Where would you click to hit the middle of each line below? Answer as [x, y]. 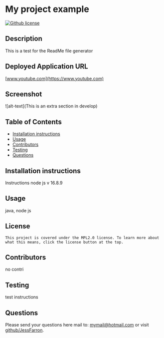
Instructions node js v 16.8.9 [34, 183]
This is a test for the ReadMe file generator [49, 50]
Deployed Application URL [47, 67]
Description [24, 39]
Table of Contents [34, 122]
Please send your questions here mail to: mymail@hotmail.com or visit [77, 325]
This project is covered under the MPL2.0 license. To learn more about [82, 238]
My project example [47, 9]
